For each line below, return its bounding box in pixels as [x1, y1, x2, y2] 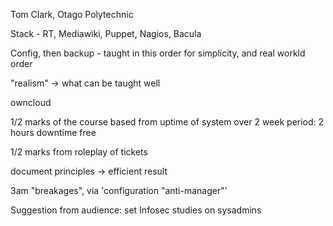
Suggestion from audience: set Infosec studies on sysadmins [10, 204, 262, 216]
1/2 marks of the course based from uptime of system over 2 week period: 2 [10, 116, 325, 128]
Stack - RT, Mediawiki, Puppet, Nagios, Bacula [10, 28, 202, 39]
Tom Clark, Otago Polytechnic [10, 9, 134, 20]
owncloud [10, 97, 52, 108]
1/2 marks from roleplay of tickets [10, 146, 148, 158]
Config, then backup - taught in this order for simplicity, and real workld [10, 47, 306, 59]
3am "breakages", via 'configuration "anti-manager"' [10, 185, 228, 196]
